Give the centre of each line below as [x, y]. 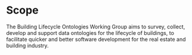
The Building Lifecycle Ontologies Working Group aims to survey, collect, [96, 27]
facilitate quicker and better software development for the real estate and [96, 39]
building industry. [27, 46]
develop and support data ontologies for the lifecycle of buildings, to [90, 33]
